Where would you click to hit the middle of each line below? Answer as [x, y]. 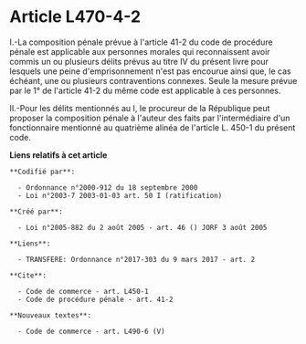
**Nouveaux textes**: [51, 315]
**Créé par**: [37, 212]
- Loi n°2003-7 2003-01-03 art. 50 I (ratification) [120, 195]
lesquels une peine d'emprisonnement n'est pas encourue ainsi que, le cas [150, 71]
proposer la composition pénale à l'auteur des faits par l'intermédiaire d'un [150, 118]
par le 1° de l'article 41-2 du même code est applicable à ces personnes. [145, 90]
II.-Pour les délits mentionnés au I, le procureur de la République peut [140, 108]
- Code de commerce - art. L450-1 [83, 291]
